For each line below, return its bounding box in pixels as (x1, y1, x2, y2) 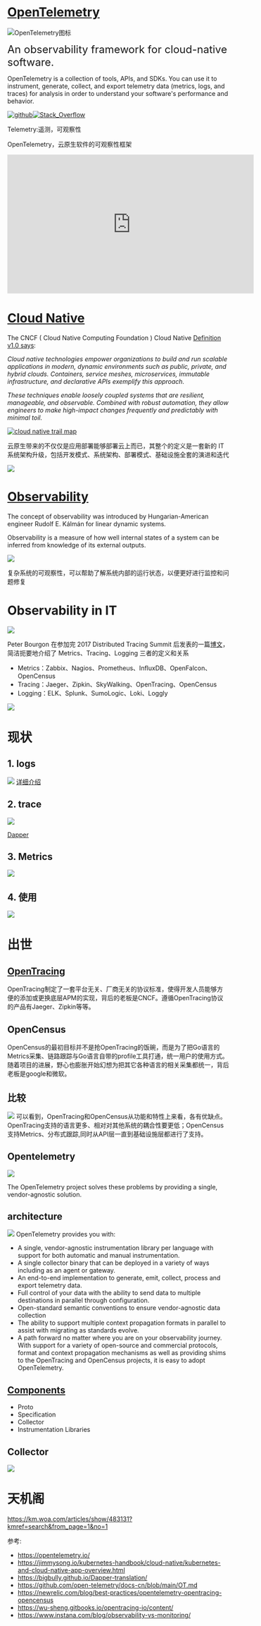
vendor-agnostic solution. (7, 1190, 82, 1199)
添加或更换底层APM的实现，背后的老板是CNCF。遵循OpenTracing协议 (19, 994, 224, 1002)
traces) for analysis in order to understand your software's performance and (7, 89, 229, 97)
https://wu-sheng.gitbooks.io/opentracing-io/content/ (17, 1603, 174, 1612)
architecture (7, 1211, 63, 1222)
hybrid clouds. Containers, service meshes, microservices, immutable (7, 370, 210, 378)
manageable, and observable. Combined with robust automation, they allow (7, 398, 229, 406)
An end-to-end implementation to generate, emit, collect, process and (17, 1274, 221, 1282)
